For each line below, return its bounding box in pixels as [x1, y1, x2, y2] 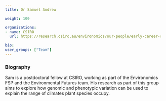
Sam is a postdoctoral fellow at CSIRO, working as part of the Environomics [5, 75, 158, 81]
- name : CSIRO [5, 29, 35, 34]
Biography [5, 63, 31, 70]
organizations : [5, 25, 37, 30]
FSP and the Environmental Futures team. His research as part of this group [5, 80, 159, 86]
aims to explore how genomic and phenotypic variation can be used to [5, 85, 149, 91]
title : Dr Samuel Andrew [5, 7, 56, 12]
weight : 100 [5, 16, 30, 21]
